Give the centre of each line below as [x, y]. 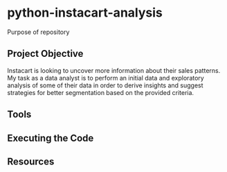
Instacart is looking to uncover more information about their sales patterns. [114, 70]
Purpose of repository [38, 32]
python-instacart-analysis [85, 13]
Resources [31, 161]
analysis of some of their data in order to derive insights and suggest [105, 85]
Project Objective [45, 54]
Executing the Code [51, 138]
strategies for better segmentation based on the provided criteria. [101, 92]
